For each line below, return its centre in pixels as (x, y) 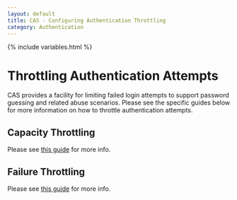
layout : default (31, 14)
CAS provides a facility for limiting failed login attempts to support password (118, 95)
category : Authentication (45, 27)
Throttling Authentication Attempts (113, 76)
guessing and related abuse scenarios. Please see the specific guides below (119, 102)
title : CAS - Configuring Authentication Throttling (87, 20)
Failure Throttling (46, 171)
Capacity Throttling (51, 133)
